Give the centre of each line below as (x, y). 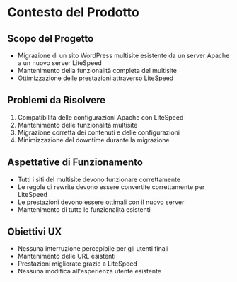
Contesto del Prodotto (73, 12)
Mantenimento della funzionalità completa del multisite (97, 70)
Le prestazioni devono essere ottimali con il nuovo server (101, 202)
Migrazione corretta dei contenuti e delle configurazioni (99, 132)
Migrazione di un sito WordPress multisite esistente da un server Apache (123, 55)
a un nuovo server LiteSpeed (60, 63)
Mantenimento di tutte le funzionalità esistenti (84, 209)
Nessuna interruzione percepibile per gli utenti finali (93, 249)
